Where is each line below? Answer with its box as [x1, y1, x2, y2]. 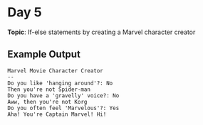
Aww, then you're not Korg [7, 98, 88, 105]
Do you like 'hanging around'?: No [7, 80, 113, 87]
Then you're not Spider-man [7, 86, 91, 93]
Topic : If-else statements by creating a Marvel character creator [7, 28, 196, 36]
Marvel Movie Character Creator [7, 67, 103, 75]
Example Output [7, 48, 80, 60]
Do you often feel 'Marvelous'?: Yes [7, 104, 120, 112]
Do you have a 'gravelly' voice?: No [7, 92, 120, 99]
